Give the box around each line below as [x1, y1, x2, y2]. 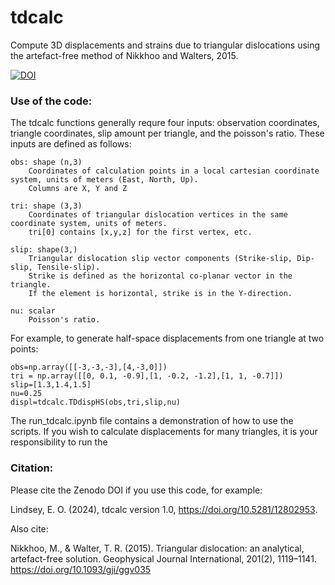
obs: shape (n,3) [10, 157, 83, 168]
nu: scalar [10, 306, 56, 316]
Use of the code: [10, 94, 93, 108]
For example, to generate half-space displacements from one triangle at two [10, 332, 325, 345]
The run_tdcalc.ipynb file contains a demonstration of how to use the [10, 415, 294, 427]
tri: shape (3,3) [10, 201, 83, 211]
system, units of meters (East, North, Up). [10, 175, 199, 185]
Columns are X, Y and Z [28, 184, 128, 194]
